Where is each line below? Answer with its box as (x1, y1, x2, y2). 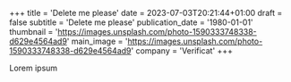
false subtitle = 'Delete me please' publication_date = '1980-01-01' (9, 17, 253, 28)
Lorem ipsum (9, 62, 58, 73)
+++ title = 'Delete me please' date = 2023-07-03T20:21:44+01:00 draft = (9, 8, 283, 18)
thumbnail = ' (9, 27, 58, 37)
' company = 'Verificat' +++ (131, 45, 234, 56)
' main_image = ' (66, 36, 128, 46)
